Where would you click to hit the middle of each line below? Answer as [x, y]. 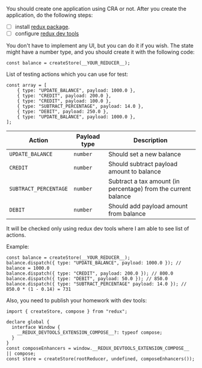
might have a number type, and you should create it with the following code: [100, 52]
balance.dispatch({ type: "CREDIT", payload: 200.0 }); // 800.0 [90, 273]
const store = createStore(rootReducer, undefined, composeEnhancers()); [101, 359]
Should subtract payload [143, 164]
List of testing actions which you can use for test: [67, 74]
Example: [18, 247]
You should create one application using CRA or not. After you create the [96, 9]
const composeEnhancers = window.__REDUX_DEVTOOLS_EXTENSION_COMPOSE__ [98, 349]
